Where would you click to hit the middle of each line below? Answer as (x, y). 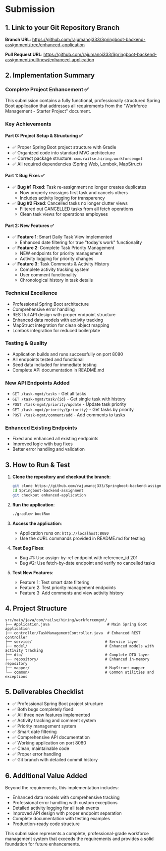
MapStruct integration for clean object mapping (61, 325)
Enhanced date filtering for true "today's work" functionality (81, 243)
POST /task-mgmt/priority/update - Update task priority (69, 404)
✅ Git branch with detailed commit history (55, 760)
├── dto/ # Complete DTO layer (77, 655)
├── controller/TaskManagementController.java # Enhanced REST (73, 633)
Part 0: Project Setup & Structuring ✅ (44, 136)
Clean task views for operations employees (64, 214)
